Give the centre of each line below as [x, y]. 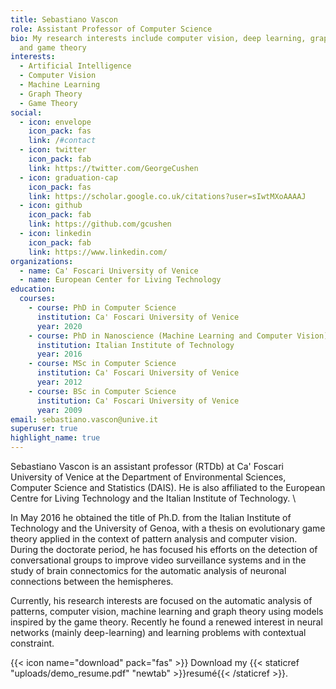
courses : [37, 299]
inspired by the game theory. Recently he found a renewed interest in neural [166, 622]
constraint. [32, 643]
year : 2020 [59, 326]
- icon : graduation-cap [68, 177]
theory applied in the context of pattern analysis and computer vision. [154, 539]
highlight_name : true [55, 438]
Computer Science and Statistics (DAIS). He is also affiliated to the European [168, 487]
